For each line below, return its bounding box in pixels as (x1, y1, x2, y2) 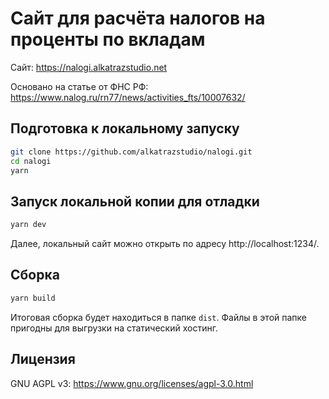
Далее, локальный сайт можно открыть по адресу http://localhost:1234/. (10, 238, 320, 250)
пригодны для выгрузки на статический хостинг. (10, 322, 218, 334)
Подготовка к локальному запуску (10, 120, 240, 137)
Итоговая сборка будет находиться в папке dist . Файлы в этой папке (10, 311, 308, 323)
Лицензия (10, 351, 76, 368)
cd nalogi (10, 156, 52, 166)
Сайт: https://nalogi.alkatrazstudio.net (10, 61, 168, 73)
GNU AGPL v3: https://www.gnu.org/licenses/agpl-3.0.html (10, 377, 254, 389)
